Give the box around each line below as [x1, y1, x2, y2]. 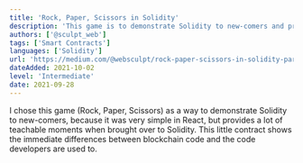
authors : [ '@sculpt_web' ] [9, 30, 106, 39]
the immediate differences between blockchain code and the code [9, 133, 256, 144]
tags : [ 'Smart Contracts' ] [9, 38, 111, 48]
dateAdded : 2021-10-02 [9, 64, 95, 73]
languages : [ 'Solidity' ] [9, 47, 103, 56]
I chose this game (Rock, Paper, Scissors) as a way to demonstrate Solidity [9, 104, 288, 115]
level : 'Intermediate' [9, 72, 95, 81]
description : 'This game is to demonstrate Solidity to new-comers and [9, 22, 284, 31]
